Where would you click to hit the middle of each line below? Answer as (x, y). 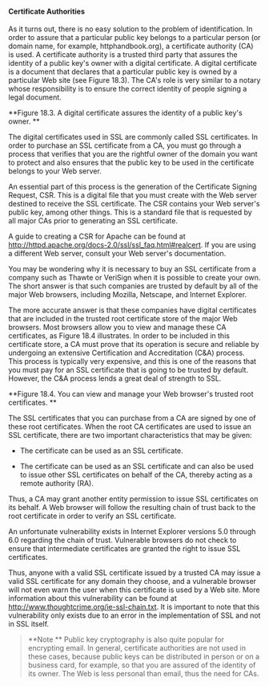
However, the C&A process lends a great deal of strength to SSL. (115, 378)
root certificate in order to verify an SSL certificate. (92, 516)
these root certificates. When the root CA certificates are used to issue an (130, 427)
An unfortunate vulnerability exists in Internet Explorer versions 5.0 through (132, 532)
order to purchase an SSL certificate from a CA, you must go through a (125, 145)
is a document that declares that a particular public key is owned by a (123, 71)
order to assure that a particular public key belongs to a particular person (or (134, 38)
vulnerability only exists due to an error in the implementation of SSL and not (134, 615)
